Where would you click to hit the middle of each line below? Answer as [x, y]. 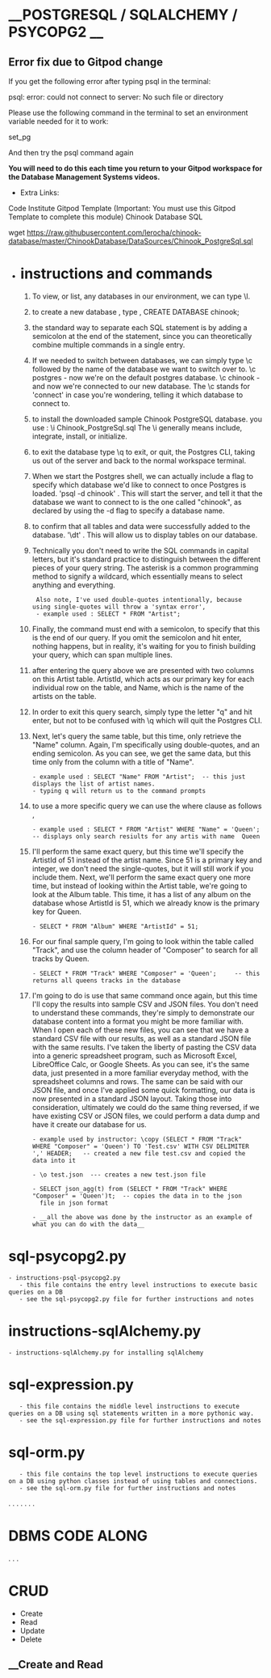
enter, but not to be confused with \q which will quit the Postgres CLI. [147, 720]
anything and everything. [73, 585]
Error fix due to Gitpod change [86, 62]
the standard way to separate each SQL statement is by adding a [140, 327]
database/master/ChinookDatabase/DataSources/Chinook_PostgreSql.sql [131, 241]
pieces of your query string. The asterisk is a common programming [145, 567]
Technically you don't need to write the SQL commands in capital [140, 550]
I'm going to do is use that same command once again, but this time [145, 995]
